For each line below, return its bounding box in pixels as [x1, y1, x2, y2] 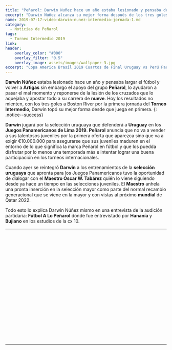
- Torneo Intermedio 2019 [10, 36, 66, 42]
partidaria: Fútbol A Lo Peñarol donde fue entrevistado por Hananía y [5, 213, 153, 219]
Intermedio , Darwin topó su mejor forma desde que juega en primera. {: [5, 106, 157, 113]
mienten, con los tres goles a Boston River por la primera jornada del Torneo [5, 101, 167, 107]
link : [5, 41, 17, 46]
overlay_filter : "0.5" [14, 55, 63, 61]
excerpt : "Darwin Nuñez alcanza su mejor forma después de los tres [5, 12, 155, 17]
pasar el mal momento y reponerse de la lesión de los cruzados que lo [5, 90, 154, 96]
